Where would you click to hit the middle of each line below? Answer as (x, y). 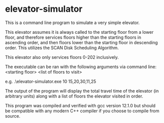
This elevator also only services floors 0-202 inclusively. (62, 57)
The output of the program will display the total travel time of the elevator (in (82, 91)
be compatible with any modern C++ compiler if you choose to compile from (82, 111)
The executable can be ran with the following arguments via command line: (81, 67)
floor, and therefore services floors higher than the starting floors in (73, 37)
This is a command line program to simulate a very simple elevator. (72, 23)
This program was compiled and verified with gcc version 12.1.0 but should (80, 105)
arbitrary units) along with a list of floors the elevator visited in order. (74, 96)
